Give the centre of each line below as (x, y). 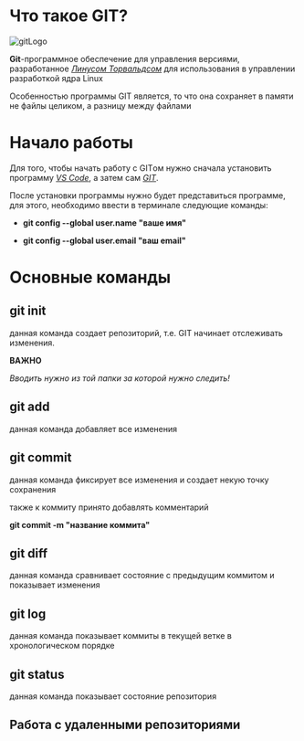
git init (28, 311)
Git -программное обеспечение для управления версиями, (125, 58)
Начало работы (72, 143)
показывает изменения (55, 585)
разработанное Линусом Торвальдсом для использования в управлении (152, 69)
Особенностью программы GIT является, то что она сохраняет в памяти (152, 96)
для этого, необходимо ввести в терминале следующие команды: (139, 205)
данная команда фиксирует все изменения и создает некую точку (139, 480)
